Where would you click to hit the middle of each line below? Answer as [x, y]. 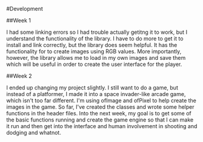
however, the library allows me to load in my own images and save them [96, 58]
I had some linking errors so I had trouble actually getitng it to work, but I [97, 32]
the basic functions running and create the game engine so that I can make [100, 120]
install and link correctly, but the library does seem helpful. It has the [92, 45]
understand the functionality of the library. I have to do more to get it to [95, 38]
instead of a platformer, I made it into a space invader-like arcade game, [96, 94]
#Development [25, 9]
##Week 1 [19, 20]
